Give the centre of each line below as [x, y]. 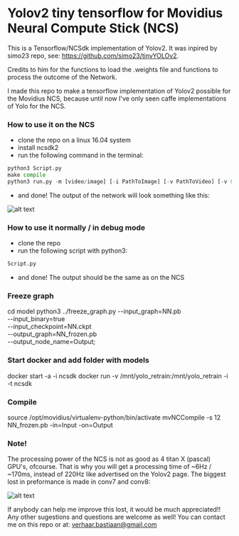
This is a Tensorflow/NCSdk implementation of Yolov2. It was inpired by [112, 48]
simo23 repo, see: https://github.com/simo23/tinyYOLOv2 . [93, 56]
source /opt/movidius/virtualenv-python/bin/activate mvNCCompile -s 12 [114, 417]
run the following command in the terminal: [80, 156]
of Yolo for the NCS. [37, 106]
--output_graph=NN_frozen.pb [52, 334]
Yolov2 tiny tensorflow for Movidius [115, 13]
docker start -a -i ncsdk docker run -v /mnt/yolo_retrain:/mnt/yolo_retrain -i [118, 375]
